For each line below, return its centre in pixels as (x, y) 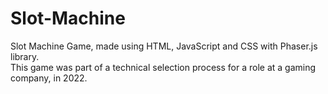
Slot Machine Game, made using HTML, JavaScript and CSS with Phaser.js (164, 46)
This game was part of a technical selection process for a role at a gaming (163, 67)
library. (25, 56)
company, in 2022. (49, 78)
